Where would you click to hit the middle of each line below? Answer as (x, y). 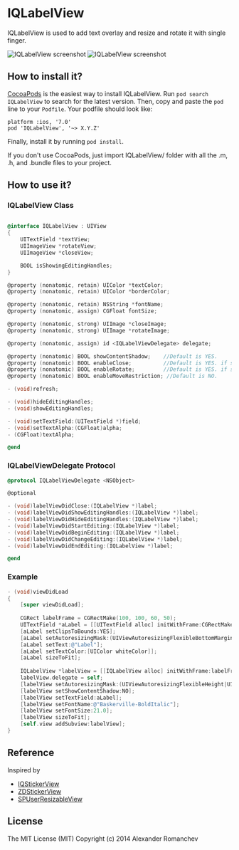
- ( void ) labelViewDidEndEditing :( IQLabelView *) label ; (90, 546)
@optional (22, 493)
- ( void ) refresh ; (33, 389)
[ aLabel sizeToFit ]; (51, 658)
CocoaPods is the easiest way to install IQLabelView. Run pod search (108, 93)
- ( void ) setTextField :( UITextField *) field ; (74, 421)
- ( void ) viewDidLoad (38, 592)
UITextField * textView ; (55, 240)
